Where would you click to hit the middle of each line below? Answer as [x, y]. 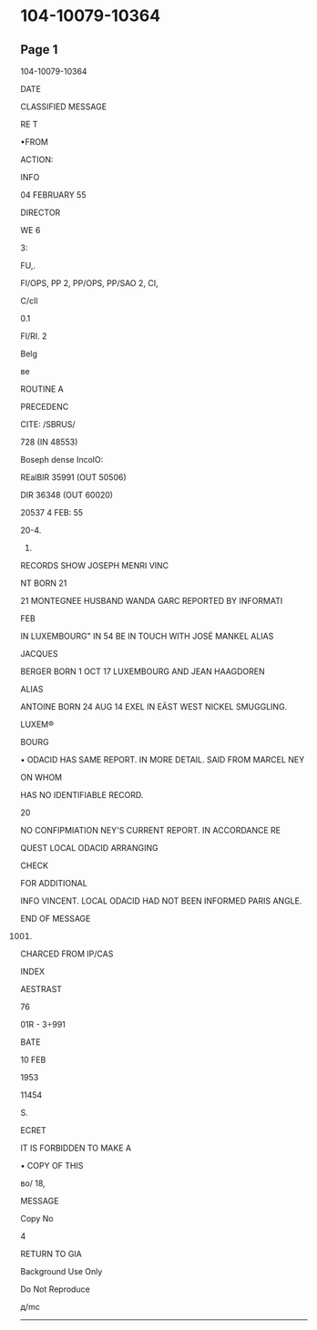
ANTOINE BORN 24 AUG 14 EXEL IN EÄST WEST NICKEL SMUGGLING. [154, 706]
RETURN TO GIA [51, 1254]
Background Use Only [61, 1271]
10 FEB [33, 1059]
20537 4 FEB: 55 [52, 512]
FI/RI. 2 [34, 336]
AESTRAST [41, 989]
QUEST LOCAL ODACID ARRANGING [89, 848]
